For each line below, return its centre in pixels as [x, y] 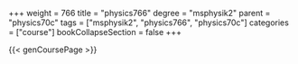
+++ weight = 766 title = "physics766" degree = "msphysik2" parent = [140, 13]
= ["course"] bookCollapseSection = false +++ [95, 32]
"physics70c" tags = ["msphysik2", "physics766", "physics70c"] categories [149, 23]
